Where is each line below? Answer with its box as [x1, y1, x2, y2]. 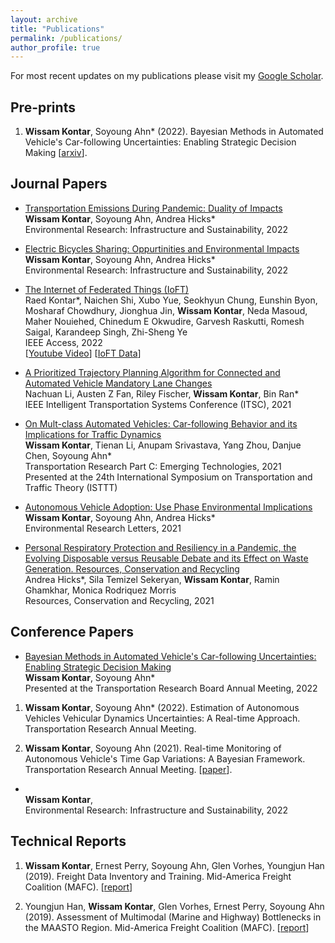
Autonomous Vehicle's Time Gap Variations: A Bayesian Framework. [24, 752, 306, 765]
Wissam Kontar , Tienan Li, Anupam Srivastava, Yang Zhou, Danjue [24, 439, 302, 451]
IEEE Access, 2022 [24, 336, 103, 348]
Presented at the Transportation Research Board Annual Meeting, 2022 [24, 682, 318, 694]
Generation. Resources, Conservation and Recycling [24, 562, 240, 575]
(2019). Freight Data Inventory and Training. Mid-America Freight [24, 870, 292, 882]
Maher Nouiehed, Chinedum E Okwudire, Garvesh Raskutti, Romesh [24, 315, 305, 327]
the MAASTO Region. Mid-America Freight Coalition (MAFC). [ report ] [24, 921, 310, 933]
